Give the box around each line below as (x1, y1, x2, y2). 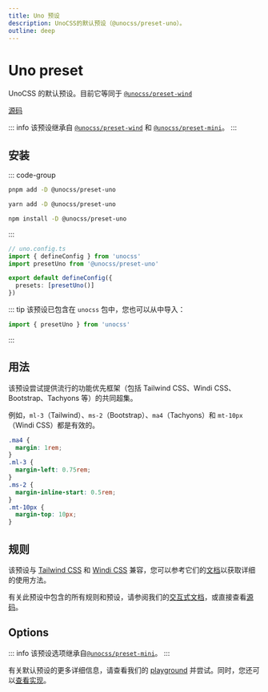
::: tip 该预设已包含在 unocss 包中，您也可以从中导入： (8, 305, 186, 314)
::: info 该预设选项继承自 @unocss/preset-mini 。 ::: (8, 648, 170, 658)
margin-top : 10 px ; (15, 511, 78, 519)
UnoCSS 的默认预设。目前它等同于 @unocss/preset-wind (8, 89, 193, 99)
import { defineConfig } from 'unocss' (8, 252, 142, 261)
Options (8, 626, 50, 640)
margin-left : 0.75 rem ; (15, 466, 91, 474)
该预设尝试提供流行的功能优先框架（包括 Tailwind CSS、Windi (8, 382, 213, 393)
